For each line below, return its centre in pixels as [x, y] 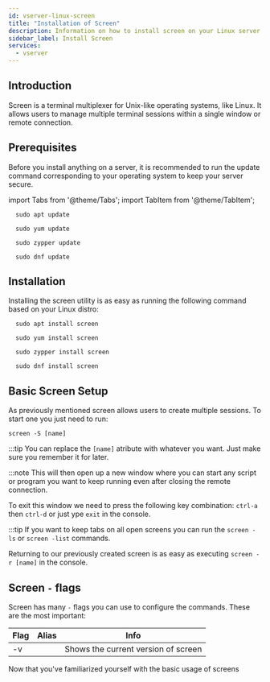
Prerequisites [43, 148]
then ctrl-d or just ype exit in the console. [80, 514]
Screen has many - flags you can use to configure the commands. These [129, 607]
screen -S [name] [37, 434]
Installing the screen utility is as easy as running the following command [127, 301]
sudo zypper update [48, 242]
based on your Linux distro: [53, 309]
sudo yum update [43, 229]
